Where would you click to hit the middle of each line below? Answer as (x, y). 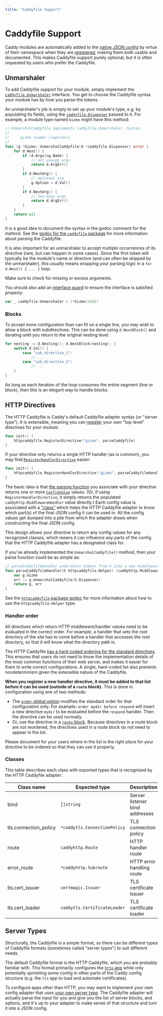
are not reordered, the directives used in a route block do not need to (81, 727)
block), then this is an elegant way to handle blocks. (57, 390)
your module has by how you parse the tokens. (52, 100)
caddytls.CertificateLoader (93, 908)
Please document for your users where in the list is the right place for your (79, 741)
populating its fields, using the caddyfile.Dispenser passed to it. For (73, 114)
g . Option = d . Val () (50, 183)
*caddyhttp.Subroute (84, 867)
